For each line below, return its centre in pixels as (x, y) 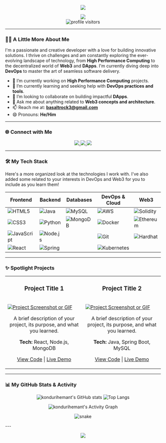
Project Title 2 (122, 289)
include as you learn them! (32, 184)
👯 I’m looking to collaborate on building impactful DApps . (70, 97)
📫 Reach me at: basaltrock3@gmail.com (55, 108)
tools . (18, 91)
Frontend (21, 200)
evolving (14, 61)
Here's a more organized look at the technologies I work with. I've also (77, 174)
